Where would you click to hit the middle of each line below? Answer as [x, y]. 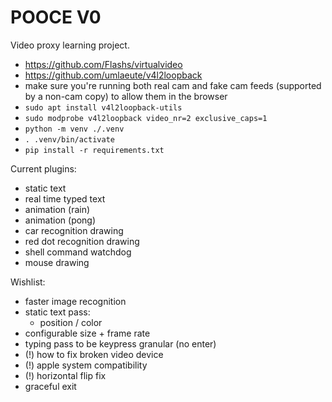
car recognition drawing [74, 230]
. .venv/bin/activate [69, 139]
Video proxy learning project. [70, 45]
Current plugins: [43, 168]
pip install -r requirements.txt [94, 150]
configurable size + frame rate [87, 333]
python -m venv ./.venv [74, 129]
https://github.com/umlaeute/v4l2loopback [113, 75]
